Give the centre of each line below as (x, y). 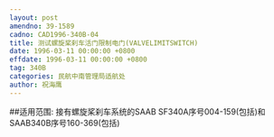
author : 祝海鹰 (36, 85)
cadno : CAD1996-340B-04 (54, 34)
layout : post (34, 18)
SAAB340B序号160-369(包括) (65, 123)
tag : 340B (28, 68)
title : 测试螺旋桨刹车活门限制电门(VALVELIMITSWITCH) (104, 43)
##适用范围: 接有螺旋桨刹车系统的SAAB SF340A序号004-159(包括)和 (137, 111)
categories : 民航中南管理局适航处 (67, 77)
